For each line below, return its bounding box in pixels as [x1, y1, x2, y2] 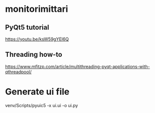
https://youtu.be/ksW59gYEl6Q [5, 36, 69, 42]
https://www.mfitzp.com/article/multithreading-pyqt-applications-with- [5, 63, 150, 70]
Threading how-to [5, 50, 62, 59]
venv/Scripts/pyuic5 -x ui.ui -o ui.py [5, 102, 78, 108]
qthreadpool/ [5, 69, 32, 75]
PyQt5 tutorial [5, 23, 50, 32]
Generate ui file [5, 86, 70, 97]
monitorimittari [5, 3, 68, 15]
